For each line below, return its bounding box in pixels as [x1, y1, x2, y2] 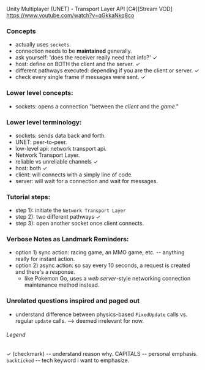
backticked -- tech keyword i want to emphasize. [6, 357, 130, 364]
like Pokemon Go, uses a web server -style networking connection [24, 275, 191, 282]
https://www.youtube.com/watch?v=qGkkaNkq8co [6, 12, 135, 19]
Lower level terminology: [6, 118, 82, 126]
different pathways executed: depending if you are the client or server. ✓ [15, 67, 199, 74]
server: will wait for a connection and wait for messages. [15, 177, 158, 184]
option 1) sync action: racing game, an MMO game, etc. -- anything [15, 249, 185, 256]
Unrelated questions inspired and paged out [6, 296, 140, 305]
